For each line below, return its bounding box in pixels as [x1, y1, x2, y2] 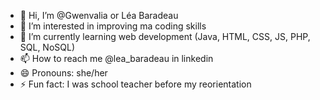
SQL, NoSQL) [19, 41, 76, 53]
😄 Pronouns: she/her [19, 67, 108, 79]
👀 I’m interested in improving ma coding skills [19, 20, 207, 32]
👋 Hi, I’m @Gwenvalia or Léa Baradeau [19, 10, 179, 21]
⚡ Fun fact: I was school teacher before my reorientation [19, 78, 252, 90]
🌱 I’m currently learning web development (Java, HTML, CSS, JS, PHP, [19, 31, 311, 42]
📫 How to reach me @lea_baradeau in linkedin [19, 53, 214, 64]
